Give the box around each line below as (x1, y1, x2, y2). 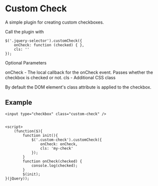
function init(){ (23, 133, 58, 138)
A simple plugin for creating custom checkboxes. (5, 19, 104, 25)
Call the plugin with (5, 29, 44, 34)
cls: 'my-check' (40, 146, 74, 151)
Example (5, 98, 32, 107)
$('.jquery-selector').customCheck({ (5, 38, 82, 43)
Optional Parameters (5, 60, 47, 65)
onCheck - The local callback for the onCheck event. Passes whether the (5, 69, 153, 75)
